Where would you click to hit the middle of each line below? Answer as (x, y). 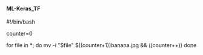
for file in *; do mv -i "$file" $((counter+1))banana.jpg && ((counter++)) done (101, 45)
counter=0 (19, 34)
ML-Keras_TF (23, 8)
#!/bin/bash (21, 22)
